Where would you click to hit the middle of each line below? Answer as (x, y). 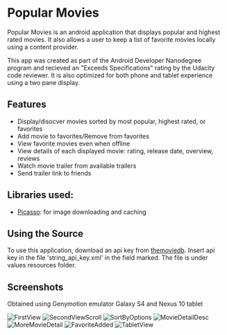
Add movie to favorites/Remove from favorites (83, 136)
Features (27, 105)
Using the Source (45, 234)
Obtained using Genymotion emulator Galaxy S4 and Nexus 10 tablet (105, 304)
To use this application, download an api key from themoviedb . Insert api (111, 250)
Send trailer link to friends (54, 173)
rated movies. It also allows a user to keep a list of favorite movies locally (111, 39)
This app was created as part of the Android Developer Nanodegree (104, 60)
